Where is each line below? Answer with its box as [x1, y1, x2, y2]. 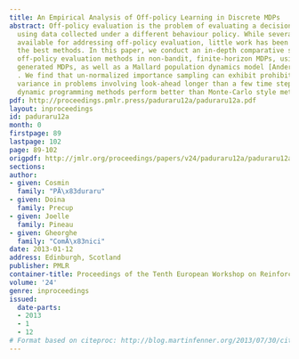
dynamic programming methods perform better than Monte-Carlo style [17, 87, 277, 96]
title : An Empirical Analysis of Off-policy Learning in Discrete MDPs [9, 12, 280, 22]
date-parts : [17, 303, 62, 312]
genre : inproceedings [9, 286, 90, 295]
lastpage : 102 [9, 137, 62, 146]
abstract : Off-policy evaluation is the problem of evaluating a [9, 21, 256, 30]
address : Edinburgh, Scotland [9, 253, 122, 263]
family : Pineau [17, 220, 74, 229]
